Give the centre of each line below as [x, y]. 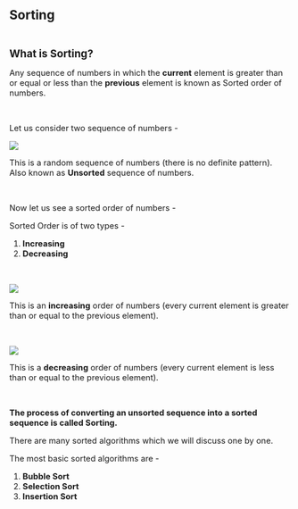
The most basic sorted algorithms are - [84, 459]
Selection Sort [50, 487]
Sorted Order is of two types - [67, 226]
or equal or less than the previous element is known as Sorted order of [146, 83]
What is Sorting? [51, 54]
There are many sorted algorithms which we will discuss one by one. [141, 441]
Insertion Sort [50, 496]
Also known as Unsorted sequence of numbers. [102, 173]
